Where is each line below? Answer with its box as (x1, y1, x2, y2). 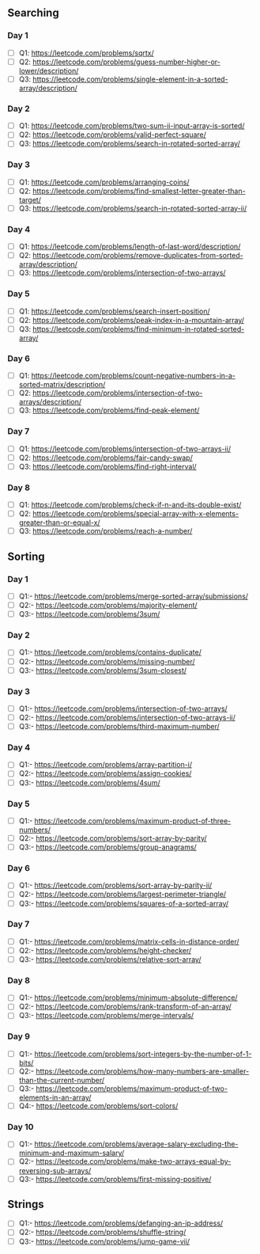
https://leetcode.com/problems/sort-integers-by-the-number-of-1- (34, 1049, 252, 1058)
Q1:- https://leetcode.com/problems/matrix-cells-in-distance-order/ (18, 937, 239, 946)
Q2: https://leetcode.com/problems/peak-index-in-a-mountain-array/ (18, 315, 245, 325)
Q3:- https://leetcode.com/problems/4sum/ (18, 777, 160, 787)
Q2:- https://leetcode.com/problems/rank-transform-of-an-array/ (18, 1001, 232, 1012)
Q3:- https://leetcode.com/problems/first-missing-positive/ (18, 1174, 212, 1184)
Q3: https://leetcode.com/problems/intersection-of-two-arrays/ (18, 268, 226, 278)
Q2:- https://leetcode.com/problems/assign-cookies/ (18, 769, 192, 778)
